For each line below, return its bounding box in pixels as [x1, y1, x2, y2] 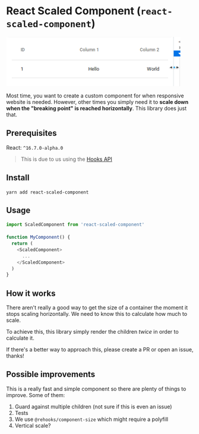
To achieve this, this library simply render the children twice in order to [6, 328, 179, 335]
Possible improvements [6, 369, 96, 379]
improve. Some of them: [6, 391, 65, 398]
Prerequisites [6, 128, 57, 138]
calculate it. [6, 334, 34, 342]
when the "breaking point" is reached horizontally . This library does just [6, 104, 187, 112]
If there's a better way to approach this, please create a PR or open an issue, [6, 346, 194, 353]
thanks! [6, 352, 25, 360]
